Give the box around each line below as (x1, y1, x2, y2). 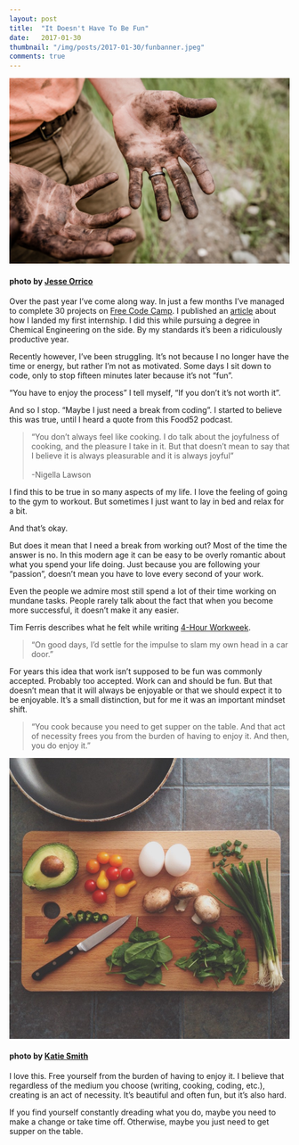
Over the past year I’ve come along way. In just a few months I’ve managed (9, 295, 285, 307)
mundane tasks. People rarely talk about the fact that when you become (9, 595, 274, 605)
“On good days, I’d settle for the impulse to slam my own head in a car (30, 638, 289, 650)
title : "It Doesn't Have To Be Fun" (9, 23, 149, 33)
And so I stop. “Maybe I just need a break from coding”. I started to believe (9, 404, 283, 415)
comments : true (9, 52, 66, 62)
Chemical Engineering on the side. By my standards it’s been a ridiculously (9, 324, 283, 334)
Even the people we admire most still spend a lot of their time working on (9, 585, 277, 597)
